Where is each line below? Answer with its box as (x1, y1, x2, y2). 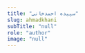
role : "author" (7, 29, 51, 36)
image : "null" (7, 36, 48, 43)
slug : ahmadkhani (7, 17, 57, 23)
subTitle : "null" (7, 23, 57, 30)
